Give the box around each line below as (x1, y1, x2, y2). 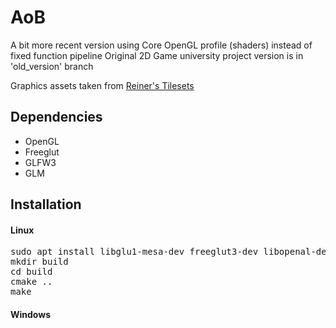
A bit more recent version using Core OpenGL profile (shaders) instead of (10, 39, 313, 51)
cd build (10, 266, 53, 278)
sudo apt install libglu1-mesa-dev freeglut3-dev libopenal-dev (10, 246, 333, 258)
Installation (10, 196, 82, 213)
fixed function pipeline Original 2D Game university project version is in (10, 49, 304, 61)
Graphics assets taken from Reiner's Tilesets (10, 79, 195, 91)
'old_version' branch (10, 60, 94, 72)
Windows (10, 308, 51, 320)
